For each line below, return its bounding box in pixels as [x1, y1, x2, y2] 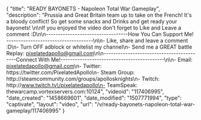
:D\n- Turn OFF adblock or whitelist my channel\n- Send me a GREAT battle [6, 43, 193, 50]
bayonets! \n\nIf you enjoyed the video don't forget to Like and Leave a [6, 24, 182, 31]
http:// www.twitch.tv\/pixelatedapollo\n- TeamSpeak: [6, 82, 138, 89]
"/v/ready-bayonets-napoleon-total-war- [94, 101, 196, 107]
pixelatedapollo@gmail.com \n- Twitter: [6, 62, 102, 70]
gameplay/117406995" [6, 107, 61, 114]
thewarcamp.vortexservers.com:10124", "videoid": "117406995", [6, 88, 164, 95]
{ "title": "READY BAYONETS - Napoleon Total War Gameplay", [6, 5, 160, 12]
